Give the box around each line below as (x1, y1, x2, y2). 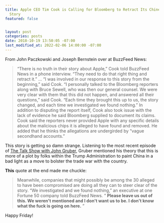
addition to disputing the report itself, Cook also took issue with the (17, 107, 152, 113)
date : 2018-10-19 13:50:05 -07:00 (5, 39, 76, 43)
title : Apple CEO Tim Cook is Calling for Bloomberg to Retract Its (5, 7, 147, 12)
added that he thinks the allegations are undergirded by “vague (17, 128, 144, 134)
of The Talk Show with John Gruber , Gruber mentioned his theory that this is (5, 147, 159, 154)
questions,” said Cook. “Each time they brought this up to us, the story (17, 97, 159, 102)
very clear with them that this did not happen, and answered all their (17, 91, 155, 98)
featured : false (5, 16, 38, 21)
